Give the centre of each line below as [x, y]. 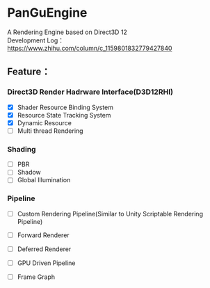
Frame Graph [36, 277]
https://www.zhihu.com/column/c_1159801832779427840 [90, 48]
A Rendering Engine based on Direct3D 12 [67, 32]
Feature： [29, 72]
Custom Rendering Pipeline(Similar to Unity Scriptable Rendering [110, 214]
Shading [22, 149]
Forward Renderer [43, 235]
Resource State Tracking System [64, 115]
